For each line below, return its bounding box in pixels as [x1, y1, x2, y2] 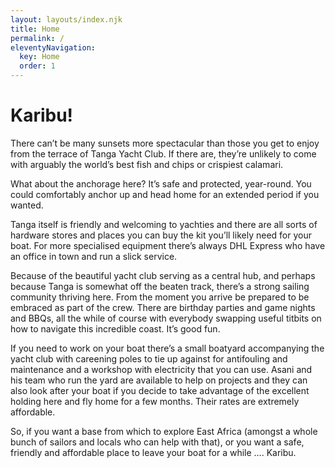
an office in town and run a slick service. [10, 250, 178, 262]
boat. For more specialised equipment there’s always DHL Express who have [10, 239, 326, 251]
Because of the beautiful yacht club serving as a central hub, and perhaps [10, 269, 316, 281]
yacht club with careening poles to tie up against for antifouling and [10, 352, 288, 365]
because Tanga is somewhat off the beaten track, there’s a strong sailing [10, 280, 310, 292]
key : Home [19, 52, 60, 62]
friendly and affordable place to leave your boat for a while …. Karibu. [10, 446, 297, 458]
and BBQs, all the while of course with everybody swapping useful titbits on [10, 312, 322, 324]
